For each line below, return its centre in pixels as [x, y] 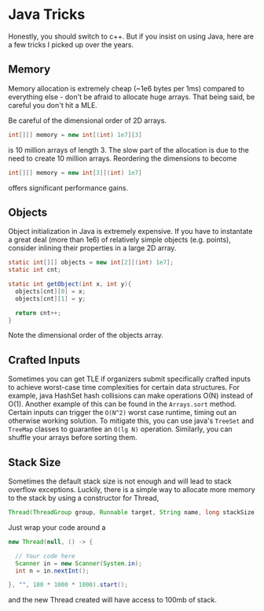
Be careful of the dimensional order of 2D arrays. [88, 120]
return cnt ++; [38, 313]
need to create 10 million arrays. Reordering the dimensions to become [123, 158]
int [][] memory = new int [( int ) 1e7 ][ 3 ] [75, 135]
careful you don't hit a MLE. [53, 105]
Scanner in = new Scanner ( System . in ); [79, 563]
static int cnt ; [35, 270]
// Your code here [46, 556]
